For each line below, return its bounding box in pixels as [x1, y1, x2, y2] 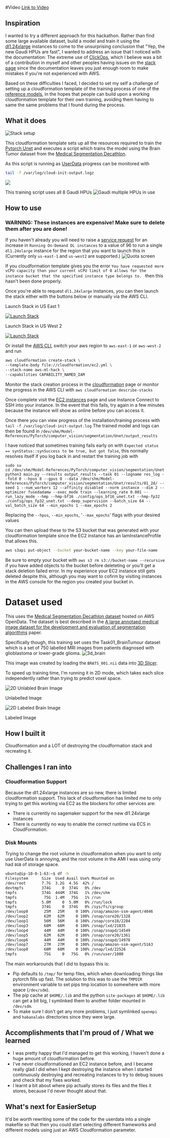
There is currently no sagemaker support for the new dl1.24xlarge [12, 810, 150, 816]
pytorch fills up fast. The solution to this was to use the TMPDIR [12, 976, 143, 982]
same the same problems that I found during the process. [5, 102, 125, 108]
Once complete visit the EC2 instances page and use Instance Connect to [5, 396, 160, 403]
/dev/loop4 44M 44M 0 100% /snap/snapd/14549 [5, 928, 130, 933]
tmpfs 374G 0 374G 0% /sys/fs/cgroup [5, 904, 124, 909]
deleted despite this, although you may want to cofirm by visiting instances [5, 573, 162, 579]
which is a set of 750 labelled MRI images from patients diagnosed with [5, 644, 155, 651]
